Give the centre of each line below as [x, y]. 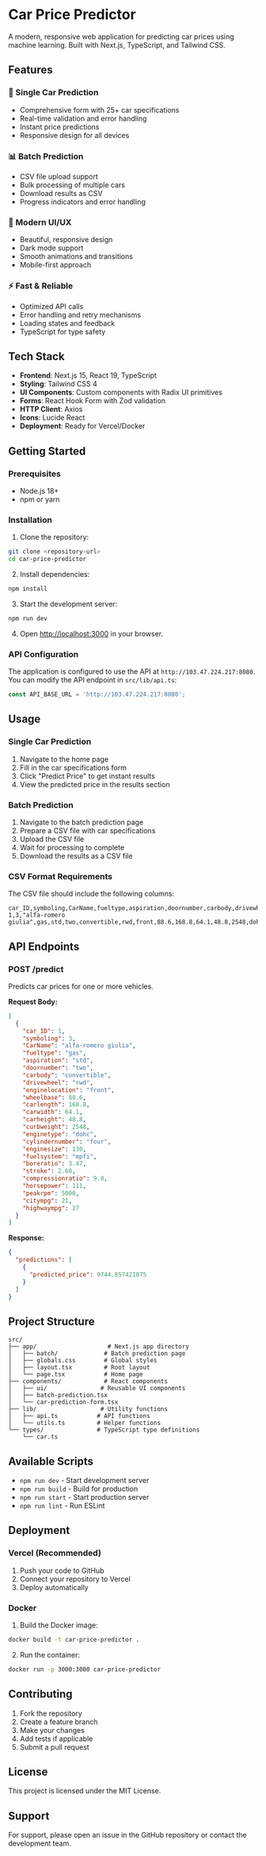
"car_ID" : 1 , [44, 1031]
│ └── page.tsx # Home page [76, 1374]
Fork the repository [51, 1713]
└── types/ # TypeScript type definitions [104, 1430]
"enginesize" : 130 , [55, 1149]
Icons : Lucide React [52, 417]
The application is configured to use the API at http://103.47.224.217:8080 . [132, 671]
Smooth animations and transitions [76, 256]
